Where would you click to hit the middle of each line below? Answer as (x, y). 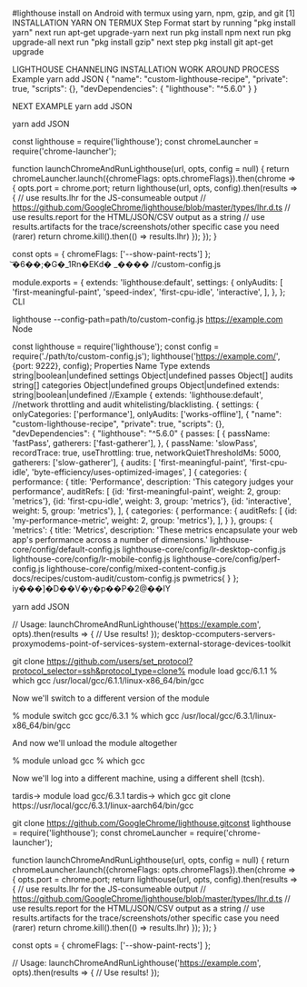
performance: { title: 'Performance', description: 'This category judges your (153, 482)
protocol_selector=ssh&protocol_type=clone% (99, 671)
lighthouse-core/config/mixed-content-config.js (137, 568)
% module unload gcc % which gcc (79, 761)
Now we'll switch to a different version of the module (111, 698)
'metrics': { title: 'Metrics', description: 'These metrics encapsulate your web (155, 530)
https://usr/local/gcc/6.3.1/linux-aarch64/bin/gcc (103, 805)
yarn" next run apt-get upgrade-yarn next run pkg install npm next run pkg (152, 32)
